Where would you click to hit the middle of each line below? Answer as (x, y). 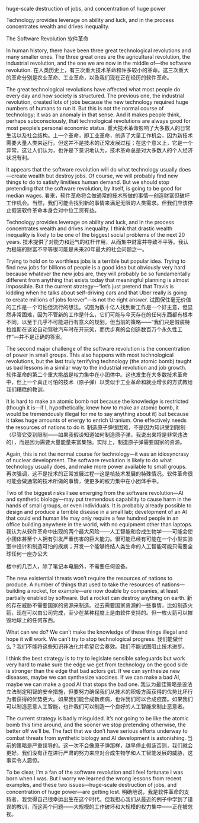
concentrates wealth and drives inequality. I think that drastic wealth (89, 228)
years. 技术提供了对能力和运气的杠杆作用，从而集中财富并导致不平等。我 (95, 242)
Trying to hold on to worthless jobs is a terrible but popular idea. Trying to (96, 261)
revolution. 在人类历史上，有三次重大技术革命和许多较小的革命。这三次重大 (98, 70)
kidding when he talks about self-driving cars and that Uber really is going (97, 293)
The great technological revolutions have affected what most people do (93, 89)
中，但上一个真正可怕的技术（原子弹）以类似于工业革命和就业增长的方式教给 (99, 382)
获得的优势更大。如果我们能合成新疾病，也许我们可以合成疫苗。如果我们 (105, 699)
